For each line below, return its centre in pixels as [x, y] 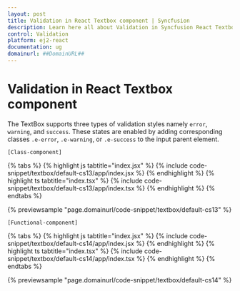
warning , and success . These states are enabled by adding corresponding [115, 131]
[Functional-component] [43, 223]
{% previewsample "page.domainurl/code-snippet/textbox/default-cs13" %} [120, 209]
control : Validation [38, 34]
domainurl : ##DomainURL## [46, 54]
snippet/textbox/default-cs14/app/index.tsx [71, 258]
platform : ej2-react [38, 41]
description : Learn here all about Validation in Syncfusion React [110, 27]
